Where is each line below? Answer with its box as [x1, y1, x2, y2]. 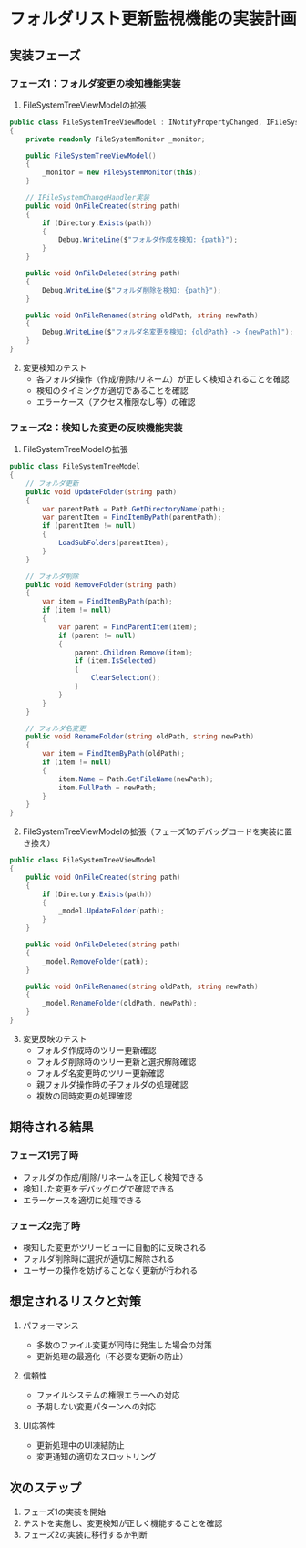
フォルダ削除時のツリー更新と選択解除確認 [36, 1056, 197, 1067]
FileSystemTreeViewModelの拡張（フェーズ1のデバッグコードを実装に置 [22, 826, 293, 837]
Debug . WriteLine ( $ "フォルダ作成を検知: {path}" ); [57, 235, 239, 244]
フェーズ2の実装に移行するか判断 [22, 1529, 148, 1540]
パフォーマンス [22, 1319, 79, 1331]
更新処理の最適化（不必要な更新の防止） [36, 1350, 189, 1361]
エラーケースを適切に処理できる [22, 1194, 143, 1205]
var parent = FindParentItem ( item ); [57, 622, 198, 632]
